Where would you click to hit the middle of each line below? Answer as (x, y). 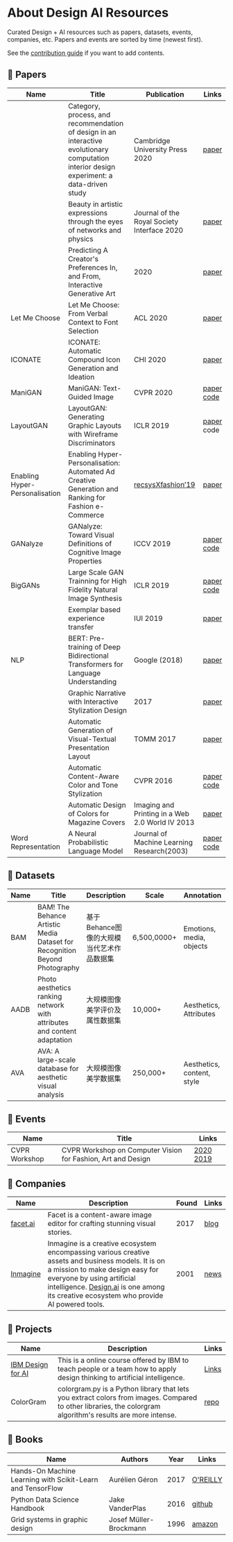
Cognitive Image (95, 552)
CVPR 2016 (154, 781)
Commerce (86, 515)
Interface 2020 (159, 230)
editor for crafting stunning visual (102, 1224)
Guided (80, 397)
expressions (88, 213)
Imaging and (154, 805)
